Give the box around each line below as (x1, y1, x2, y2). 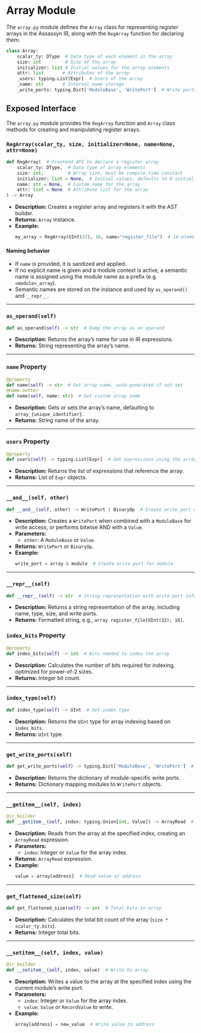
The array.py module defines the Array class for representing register (6, 23, 178, 31)
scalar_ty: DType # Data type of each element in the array (17, 53, 172, 59)
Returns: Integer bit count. (14, 674, 81, 681)
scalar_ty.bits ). (14, 922, 57, 929)
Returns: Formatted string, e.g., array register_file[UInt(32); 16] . (14, 616, 185, 624)
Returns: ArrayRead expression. (14, 855, 93, 862)
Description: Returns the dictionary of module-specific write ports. (14, 774, 181, 781)
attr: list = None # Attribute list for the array (17, 187, 148, 193)
